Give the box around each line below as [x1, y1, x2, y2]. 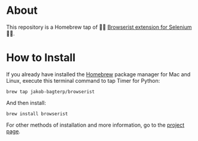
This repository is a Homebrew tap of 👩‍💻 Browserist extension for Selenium [6, 23, 192, 31]
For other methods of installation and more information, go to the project [6, 121, 185, 128]
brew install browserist [6, 110, 68, 117]
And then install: [6, 99, 47, 106]
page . [6, 127, 21, 135]
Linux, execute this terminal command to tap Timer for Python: [6, 77, 160, 84]
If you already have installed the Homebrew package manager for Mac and [6, 70, 191, 78]
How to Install [6, 51, 76, 65]
